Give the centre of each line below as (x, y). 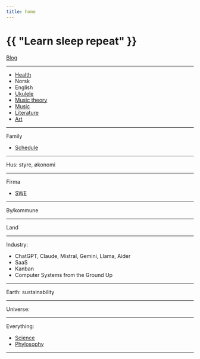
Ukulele (24, 93)
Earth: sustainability (30, 292)
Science (25, 338)
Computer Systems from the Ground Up (64, 275)
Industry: (17, 244)
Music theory (31, 100)
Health (23, 74)
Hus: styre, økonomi (31, 165)
